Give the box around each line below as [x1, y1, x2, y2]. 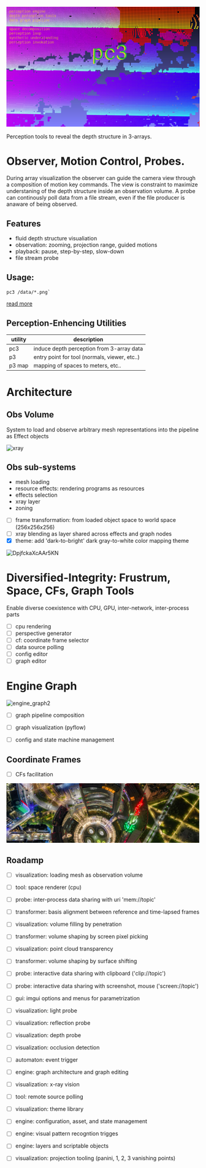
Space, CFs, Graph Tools [6, 583, 134, 598]
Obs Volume [6, 409, 54, 420]
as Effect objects [6, 432, 49, 440]
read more [6, 300, 32, 307]
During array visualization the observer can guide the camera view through [6, 175, 196, 182]
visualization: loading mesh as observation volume [15, 871, 143, 878]
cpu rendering [15, 622, 51, 630]
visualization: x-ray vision [15, 1081, 80, 1088]
